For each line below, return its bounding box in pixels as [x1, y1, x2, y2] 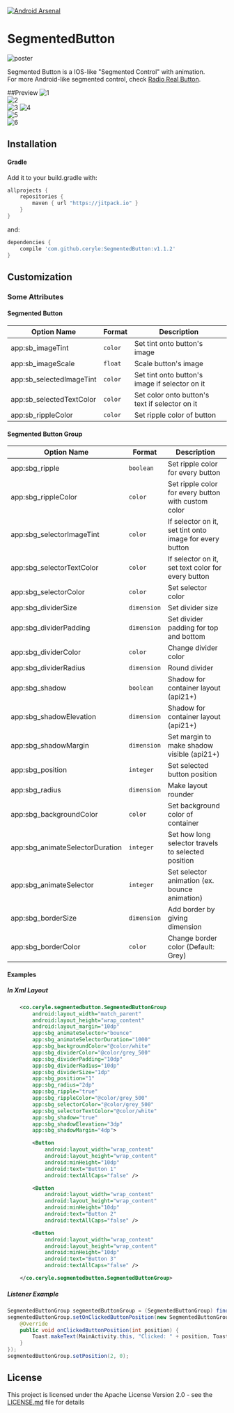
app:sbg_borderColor [10, 942, 81, 952]
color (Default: [167, 942, 215, 952]
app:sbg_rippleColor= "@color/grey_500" [32, 1095, 148, 1102]
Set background [167, 801, 221, 810]
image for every [167, 534, 219, 544]
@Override [19, 1320, 49, 1327]
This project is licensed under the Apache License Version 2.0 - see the [7, 1390, 213, 1398]
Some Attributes [7, 292, 64, 301]
